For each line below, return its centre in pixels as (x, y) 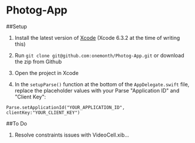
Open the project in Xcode (47, 73)
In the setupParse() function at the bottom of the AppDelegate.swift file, (102, 84)
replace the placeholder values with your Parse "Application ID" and (97, 90)
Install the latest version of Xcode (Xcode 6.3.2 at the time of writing (97, 38)
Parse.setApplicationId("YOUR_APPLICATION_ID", (66, 107)
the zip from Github (38, 62)
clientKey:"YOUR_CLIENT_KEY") (43, 113)
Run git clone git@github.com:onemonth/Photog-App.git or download (99, 55)
